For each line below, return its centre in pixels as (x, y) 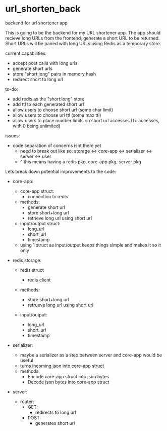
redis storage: (27, 260)
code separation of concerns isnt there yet (57, 146)
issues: (13, 135)
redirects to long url (55, 412)
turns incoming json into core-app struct (62, 366)
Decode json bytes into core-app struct (68, 382)
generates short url (55, 423)
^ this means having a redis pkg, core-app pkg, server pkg (80, 161)
